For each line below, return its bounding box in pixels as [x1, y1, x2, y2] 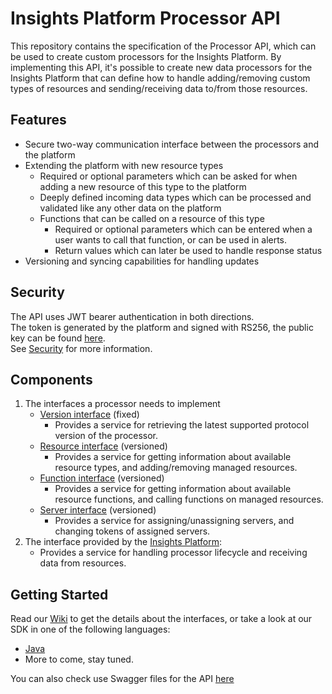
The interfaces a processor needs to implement [24, 398, 221, 410]
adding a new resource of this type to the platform [39, 180, 247, 192]
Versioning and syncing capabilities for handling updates [24, 255, 260, 267]
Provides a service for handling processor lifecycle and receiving [39, 547, 308, 559]
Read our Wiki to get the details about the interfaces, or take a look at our [10, 613, 313, 625]
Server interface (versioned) [39, 504, 157, 516]
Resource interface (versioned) [39, 440, 168, 452]
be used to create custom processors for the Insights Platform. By [10, 50, 282, 62]
